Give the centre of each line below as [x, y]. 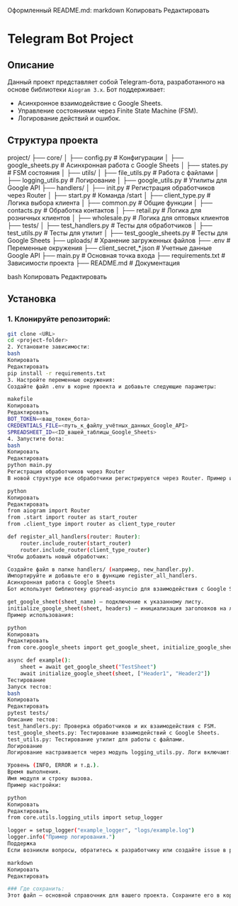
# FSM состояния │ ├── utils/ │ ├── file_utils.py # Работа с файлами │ [113, 172]
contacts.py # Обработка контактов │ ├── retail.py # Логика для [104, 210]
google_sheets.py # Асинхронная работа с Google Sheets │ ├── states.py [118, 165]
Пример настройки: [34, 785]
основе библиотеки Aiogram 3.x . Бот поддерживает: [86, 89]
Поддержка [22, 844]
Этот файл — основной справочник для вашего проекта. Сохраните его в [114, 895]
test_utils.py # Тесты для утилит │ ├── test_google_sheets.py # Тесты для [118, 232]
